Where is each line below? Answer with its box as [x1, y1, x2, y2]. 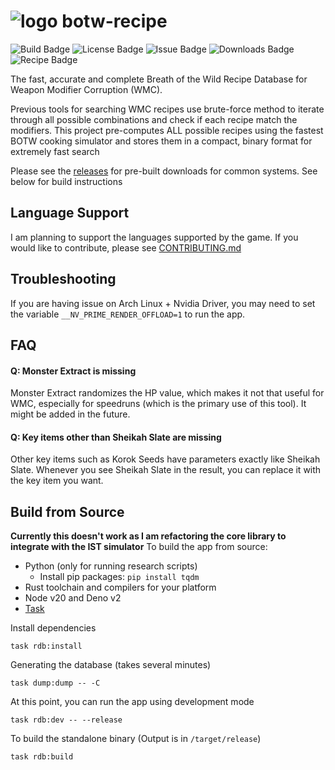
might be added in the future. [10, 408, 131, 420]
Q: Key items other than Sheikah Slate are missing [10, 431, 222, 443]
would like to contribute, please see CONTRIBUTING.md [10, 241, 242, 254]
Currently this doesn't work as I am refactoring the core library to [10, 530, 287, 542]
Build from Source [10, 503, 125, 520]
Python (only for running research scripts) [24, 560, 198, 572]
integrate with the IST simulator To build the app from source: [10, 541, 268, 553]
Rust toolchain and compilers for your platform [24, 581, 217, 594]
